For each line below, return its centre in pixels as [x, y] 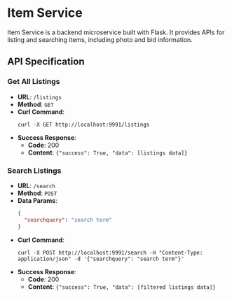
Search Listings [34, 171]
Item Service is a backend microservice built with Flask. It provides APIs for [116, 32]
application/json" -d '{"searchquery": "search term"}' [101, 259]
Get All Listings [34, 82]
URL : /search [36, 185]
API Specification [46, 62]
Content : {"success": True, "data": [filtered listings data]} [122, 286]
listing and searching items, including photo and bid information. [100, 39]
